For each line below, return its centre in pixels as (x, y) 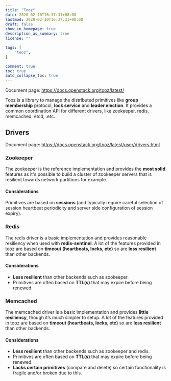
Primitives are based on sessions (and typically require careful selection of (84, 203)
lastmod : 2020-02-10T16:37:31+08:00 (44, 19)
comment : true (20, 66)
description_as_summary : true (38, 34)
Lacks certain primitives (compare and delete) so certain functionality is (89, 368)
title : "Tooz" (20, 10)
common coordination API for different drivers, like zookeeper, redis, (77, 111)
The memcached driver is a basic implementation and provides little (77, 312)
